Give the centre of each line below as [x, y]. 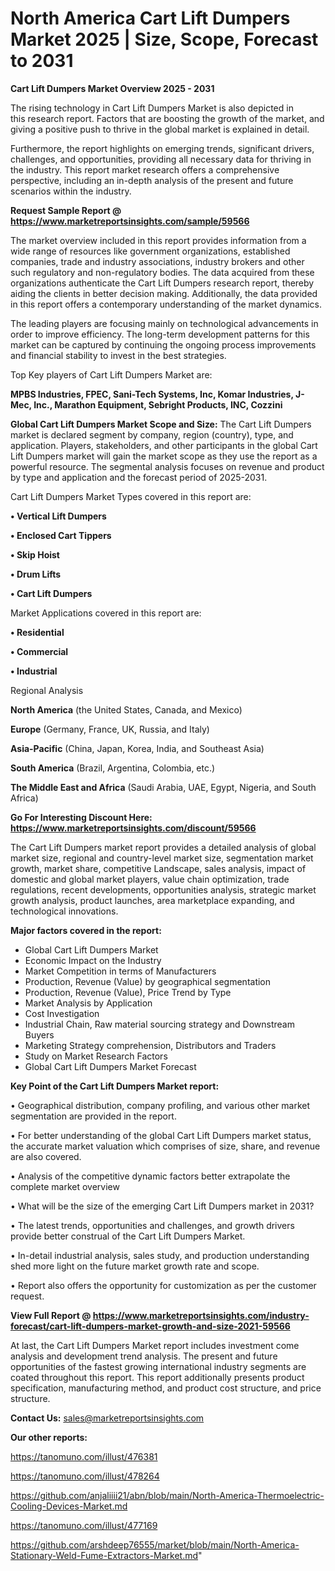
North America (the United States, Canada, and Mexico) [126, 709]
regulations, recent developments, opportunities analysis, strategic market [163, 889]
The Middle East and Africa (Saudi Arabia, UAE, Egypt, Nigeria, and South [163, 787]
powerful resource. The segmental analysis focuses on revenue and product [167, 466]
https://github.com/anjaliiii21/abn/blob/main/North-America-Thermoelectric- [167, 1495]
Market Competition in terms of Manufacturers [120, 971]
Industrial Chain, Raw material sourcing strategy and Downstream [159, 1024]
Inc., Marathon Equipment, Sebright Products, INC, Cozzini [158, 404]
